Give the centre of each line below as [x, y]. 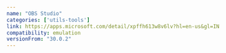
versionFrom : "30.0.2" [39, 39]
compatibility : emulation [43, 33]
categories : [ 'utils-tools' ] [48, 20]
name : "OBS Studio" [34, 13]
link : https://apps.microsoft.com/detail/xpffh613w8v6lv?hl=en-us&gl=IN [113, 26]
